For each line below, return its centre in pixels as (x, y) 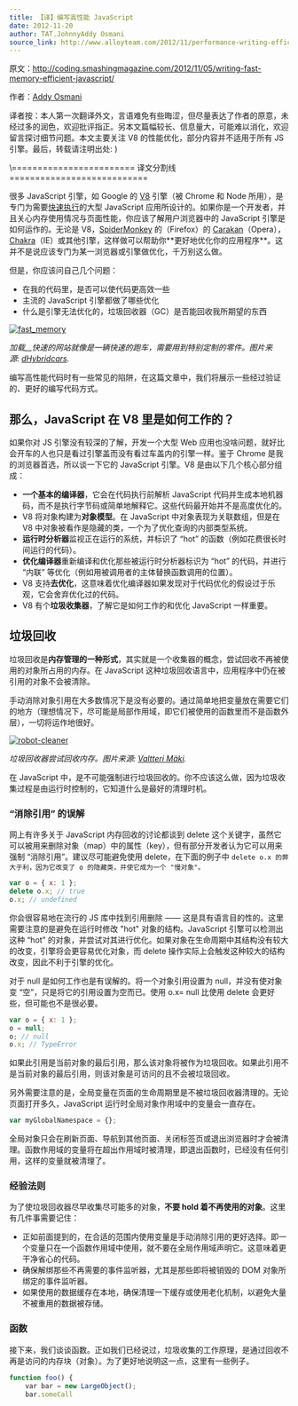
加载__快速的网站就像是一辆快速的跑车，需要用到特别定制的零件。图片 (137, 348)
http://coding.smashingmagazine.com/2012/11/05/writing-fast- (147, 68)
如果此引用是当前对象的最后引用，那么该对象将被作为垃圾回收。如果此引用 (145, 1062)
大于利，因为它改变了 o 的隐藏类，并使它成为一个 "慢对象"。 (107, 868)
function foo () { (41, 1378)
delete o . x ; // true (47, 892)
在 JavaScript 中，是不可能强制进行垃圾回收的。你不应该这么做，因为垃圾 (144, 777)
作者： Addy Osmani (46, 97)
